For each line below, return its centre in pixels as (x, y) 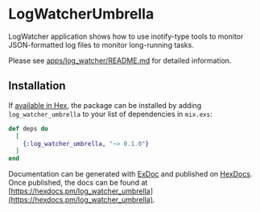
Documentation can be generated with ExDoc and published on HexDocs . (130, 174)
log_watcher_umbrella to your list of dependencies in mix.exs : (110, 114)
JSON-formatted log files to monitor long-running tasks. (101, 44)
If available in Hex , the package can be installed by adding (105, 105)
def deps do (28, 129)
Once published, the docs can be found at (78, 183)
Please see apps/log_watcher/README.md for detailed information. (120, 60)
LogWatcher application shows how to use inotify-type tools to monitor (126, 36)
